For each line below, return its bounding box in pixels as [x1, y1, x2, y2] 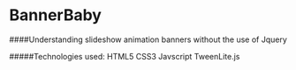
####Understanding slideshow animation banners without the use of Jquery [9, 34, 287, 45]
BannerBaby [9, 5, 102, 25]
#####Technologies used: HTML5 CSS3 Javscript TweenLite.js [9, 51, 240, 61]
